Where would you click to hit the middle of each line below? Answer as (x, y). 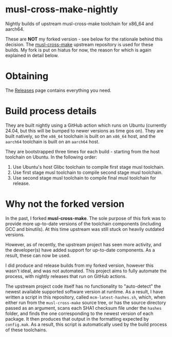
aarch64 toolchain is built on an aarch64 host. (52, 142)
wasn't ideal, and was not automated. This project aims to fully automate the (86, 271)
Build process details (51, 111)
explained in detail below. (32, 55)
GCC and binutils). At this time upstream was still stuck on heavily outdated (85, 229)
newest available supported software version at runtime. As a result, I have (84, 291)
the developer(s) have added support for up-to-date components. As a (80, 250)
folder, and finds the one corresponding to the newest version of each (79, 313)
